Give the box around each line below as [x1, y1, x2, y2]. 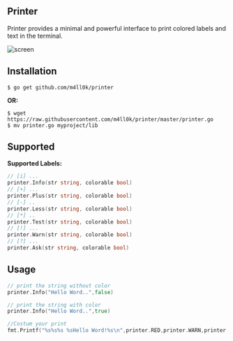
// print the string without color [7, 282, 111, 289]
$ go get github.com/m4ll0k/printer [7, 84, 114, 91]
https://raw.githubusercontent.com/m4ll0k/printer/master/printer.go [7, 115, 214, 123]
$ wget [7, 110, 27, 117]
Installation [7, 66, 57, 78]
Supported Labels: [7, 159, 63, 168]
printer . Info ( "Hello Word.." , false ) [7, 289, 114, 296]
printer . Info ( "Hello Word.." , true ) [7, 307, 111, 315]
